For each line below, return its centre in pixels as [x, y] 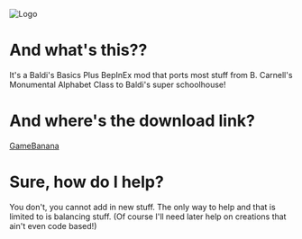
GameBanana [35, 146]
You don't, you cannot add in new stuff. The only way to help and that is [143, 207]
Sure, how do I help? [87, 182]
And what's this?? [78, 50]
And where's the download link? [132, 121]
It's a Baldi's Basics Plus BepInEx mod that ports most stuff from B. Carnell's [151, 75]
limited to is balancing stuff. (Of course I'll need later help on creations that [148, 217]
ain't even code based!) [53, 226]
